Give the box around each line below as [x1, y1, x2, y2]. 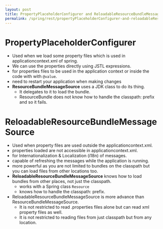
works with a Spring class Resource [19, 183, 90, 189]
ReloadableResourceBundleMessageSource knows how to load [12, 173, 142, 179]
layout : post [5, 7, 32, 12]
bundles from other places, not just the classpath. [12, 179, 112, 184]
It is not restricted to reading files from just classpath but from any [19, 214, 152, 220]
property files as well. [19, 209, 63, 215]
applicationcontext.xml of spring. [12, 58, 79, 64]
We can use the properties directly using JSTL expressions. [12, 63, 131, 69]
